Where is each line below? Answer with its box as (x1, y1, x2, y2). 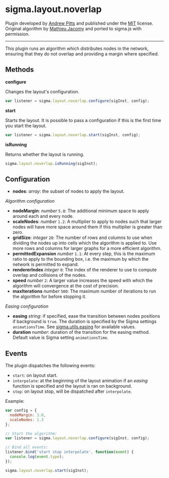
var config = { (5, 408, 37, 413)
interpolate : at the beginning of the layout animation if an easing (12, 378, 148, 384)
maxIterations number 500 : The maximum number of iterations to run (12, 288, 156, 294)
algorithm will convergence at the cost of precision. (12, 283, 119, 289)
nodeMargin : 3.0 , (10, 412, 46, 417)
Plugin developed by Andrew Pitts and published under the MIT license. (5, 20, 153, 26)
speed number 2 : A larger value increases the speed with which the (12, 277, 153, 283)
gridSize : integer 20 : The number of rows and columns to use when (12, 234, 152, 241)
